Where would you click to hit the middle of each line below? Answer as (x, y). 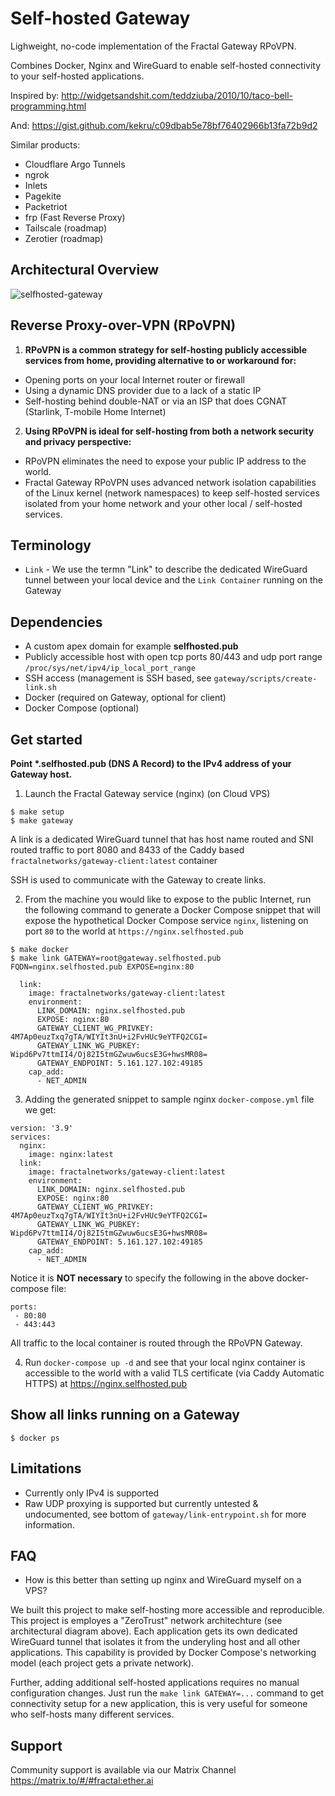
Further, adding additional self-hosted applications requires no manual (155, 1683)
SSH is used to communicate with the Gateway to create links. (138, 880)
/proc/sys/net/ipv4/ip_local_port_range (110, 668)
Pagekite (43, 196)
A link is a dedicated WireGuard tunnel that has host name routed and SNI (162, 839)
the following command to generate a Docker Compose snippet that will (172, 910)
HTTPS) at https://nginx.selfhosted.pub (106, 1383)
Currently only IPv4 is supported (92, 1493)
